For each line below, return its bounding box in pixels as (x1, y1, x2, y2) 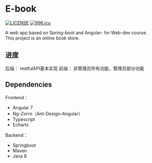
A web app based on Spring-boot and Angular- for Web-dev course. (5, 29, 147, 35)
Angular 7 (12, 104, 33, 110)
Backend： (5, 132, 28, 138)
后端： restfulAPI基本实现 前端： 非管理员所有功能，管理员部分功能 (5, 65, 144, 71)
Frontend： (5, 94, 29, 100)
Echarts (12, 121, 29, 128)
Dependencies (5, 80, 52, 89)
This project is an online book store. (5, 35, 80, 41)
